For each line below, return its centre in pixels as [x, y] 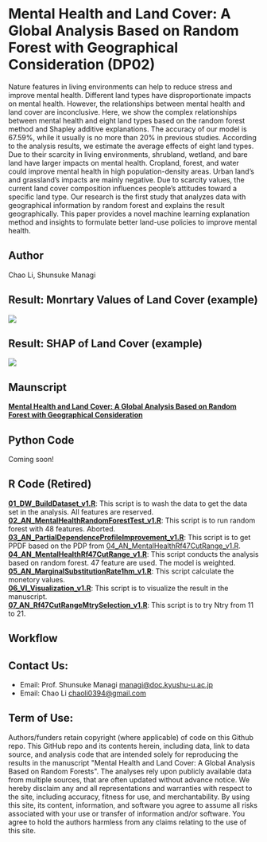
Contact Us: [39, 666]
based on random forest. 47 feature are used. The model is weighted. [122, 562]
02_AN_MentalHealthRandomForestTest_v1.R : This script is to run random [132, 520]
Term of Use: [41, 718]
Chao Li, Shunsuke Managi [52, 275]
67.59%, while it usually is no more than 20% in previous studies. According [132, 137]
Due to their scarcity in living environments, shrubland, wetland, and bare [128, 154]
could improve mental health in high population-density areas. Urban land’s [131, 171]
